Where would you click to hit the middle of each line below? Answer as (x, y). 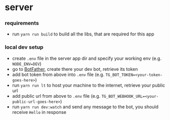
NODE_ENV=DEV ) (27, 64)
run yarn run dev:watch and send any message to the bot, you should (85, 107)
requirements (22, 23)
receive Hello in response (39, 112)
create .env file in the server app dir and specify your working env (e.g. (87, 58)
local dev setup (24, 47)
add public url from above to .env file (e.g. (56, 96)
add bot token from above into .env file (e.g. (58, 74)
